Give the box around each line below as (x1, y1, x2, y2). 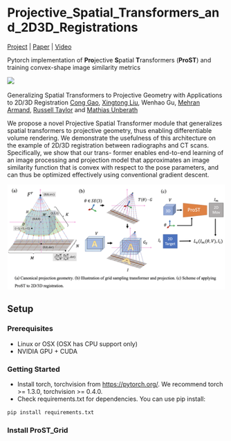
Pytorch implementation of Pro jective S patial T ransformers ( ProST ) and (7, 55, 212, 64)
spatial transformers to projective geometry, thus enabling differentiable (7, 126, 212, 134)
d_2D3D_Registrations (7, 19, 138, 35)
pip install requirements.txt (7, 409, 95, 416)
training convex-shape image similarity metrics (7, 63, 140, 71)
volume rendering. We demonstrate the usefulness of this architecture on (7, 134, 216, 142)
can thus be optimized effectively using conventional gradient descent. (7, 170, 210, 179)
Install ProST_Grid (7, 425, 68, 435)
